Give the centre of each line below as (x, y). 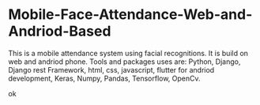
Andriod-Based (60, 31)
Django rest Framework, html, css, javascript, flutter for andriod (111, 69)
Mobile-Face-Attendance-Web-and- (130, 15)
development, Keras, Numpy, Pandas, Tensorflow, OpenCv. (104, 78)
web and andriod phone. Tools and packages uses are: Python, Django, (124, 62)
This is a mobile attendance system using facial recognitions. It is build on (128, 53)
